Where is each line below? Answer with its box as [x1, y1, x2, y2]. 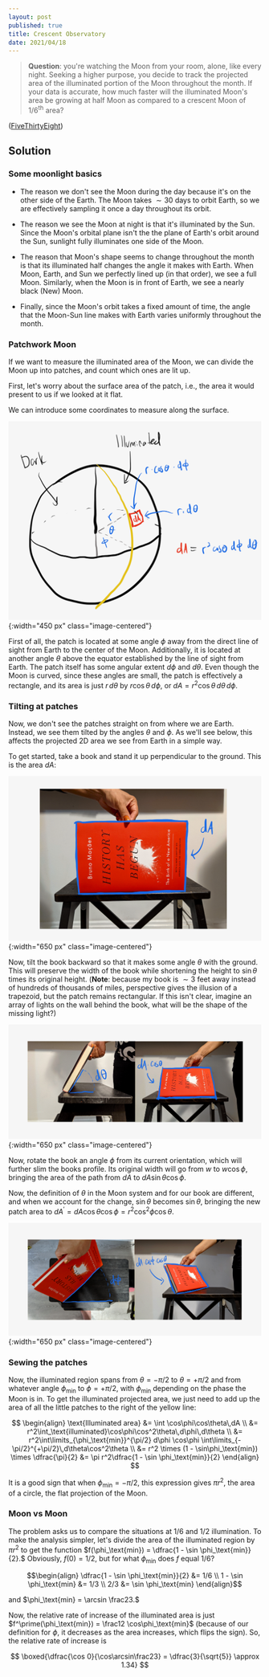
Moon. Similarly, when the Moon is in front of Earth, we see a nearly [19, 277, 245, 287]
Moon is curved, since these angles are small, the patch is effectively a [8, 671, 243, 680]
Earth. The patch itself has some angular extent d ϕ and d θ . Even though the [8, 663, 259, 672]
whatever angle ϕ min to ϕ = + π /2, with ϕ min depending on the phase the [8, 1384, 247, 1395]
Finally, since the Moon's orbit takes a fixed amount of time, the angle [19, 301, 251, 311]
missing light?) [8, 1009, 57, 1018]
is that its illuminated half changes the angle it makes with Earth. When [19, 260, 255, 270]
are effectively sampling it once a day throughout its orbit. [19, 203, 211, 213]
